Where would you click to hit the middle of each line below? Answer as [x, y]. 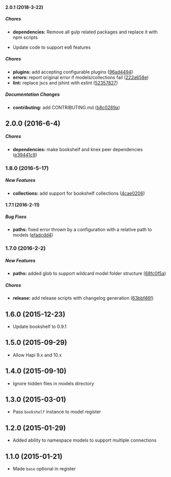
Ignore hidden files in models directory [53, 383]
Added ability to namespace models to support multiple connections [84, 440]
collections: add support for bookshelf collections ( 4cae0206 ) [79, 193]
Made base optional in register [44, 469]
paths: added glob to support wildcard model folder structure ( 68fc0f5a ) [89, 274]
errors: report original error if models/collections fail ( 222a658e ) [81, 77]
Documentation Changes [33, 94]
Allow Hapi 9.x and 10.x [37, 355]
